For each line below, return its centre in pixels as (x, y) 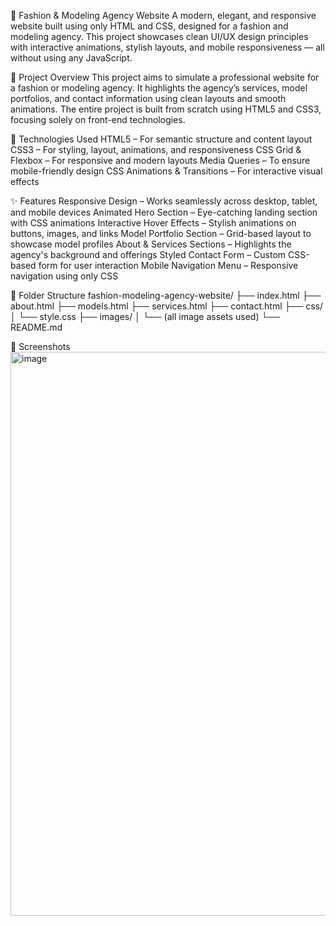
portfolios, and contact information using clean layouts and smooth (148, 98)
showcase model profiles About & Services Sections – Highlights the (151, 244)
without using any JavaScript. (71, 58)
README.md (36, 327)
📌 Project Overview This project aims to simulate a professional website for (165, 77)
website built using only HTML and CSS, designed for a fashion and (149, 26)
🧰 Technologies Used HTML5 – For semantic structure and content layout (161, 139)
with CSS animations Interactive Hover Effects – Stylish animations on (153, 223)
